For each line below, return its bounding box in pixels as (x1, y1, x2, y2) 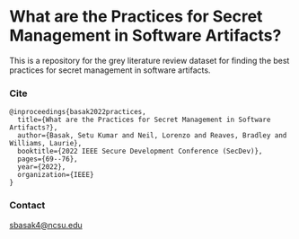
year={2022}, (17, 163, 66, 172)
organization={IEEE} (17, 171, 94, 180)
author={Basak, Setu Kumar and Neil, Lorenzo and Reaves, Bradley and (17, 131, 287, 140)
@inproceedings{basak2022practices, (9, 108, 146, 117)
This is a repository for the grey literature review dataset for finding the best (9, 55, 290, 66)
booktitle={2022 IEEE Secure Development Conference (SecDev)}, (17, 146, 263, 156)
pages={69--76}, (17, 155, 78, 164)
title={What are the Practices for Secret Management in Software (17, 115, 271, 125)
